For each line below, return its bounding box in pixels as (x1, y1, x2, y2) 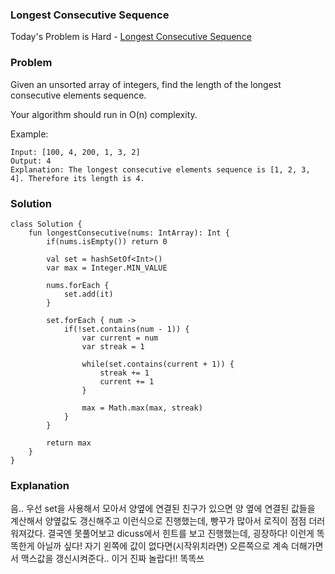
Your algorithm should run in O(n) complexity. (10, 108, 198, 120)
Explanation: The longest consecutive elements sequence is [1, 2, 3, (10, 164, 311, 175)
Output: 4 (10, 156, 52, 166)
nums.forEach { (46, 280, 110, 290)
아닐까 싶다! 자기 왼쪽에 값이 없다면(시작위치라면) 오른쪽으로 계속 (36, 540, 290, 552)
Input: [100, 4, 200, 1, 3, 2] (10, 147, 141, 157)
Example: (10, 128, 49, 140)
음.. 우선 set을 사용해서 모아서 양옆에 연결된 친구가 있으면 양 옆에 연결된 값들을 (10, 503, 316, 515)
